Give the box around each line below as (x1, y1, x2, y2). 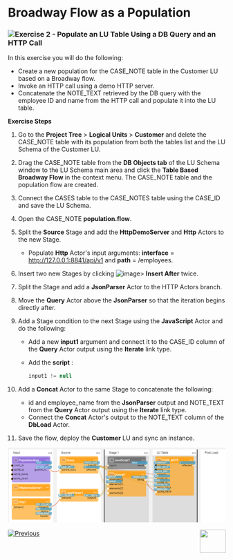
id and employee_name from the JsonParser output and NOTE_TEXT (28, 398, 225, 407)
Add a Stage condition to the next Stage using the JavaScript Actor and (17, 317, 223, 325)
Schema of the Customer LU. (17, 145, 101, 153)
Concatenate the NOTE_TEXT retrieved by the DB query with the (17, 89, 201, 97)
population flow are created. (17, 181, 99, 189)
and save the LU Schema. (17, 202, 91, 210)
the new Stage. (17, 235, 62, 244)
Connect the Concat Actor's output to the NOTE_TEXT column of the (28, 413, 224, 422)
